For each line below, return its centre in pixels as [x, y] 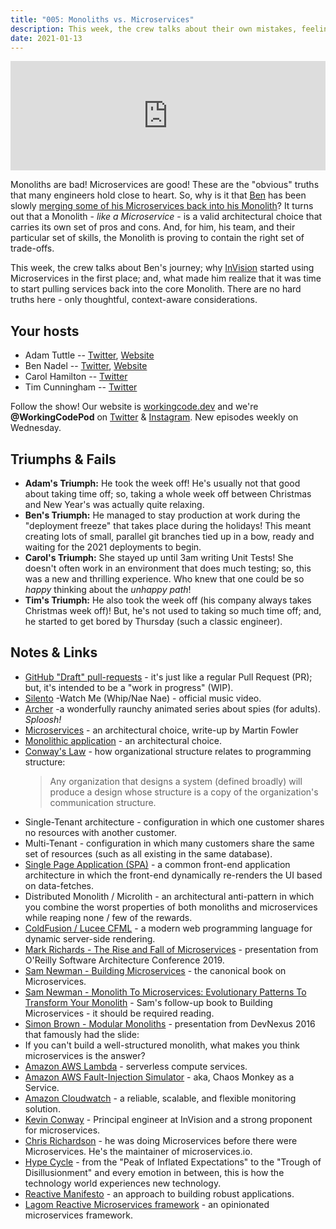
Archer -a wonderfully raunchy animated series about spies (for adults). [172, 708]
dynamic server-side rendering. [90, 938]
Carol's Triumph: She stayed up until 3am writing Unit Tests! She [159, 557]
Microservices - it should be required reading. [119, 1013]
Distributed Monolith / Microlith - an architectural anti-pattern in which [169, 896]
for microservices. [62, 1130]
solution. [42, 1108]
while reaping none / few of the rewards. [108, 917]
